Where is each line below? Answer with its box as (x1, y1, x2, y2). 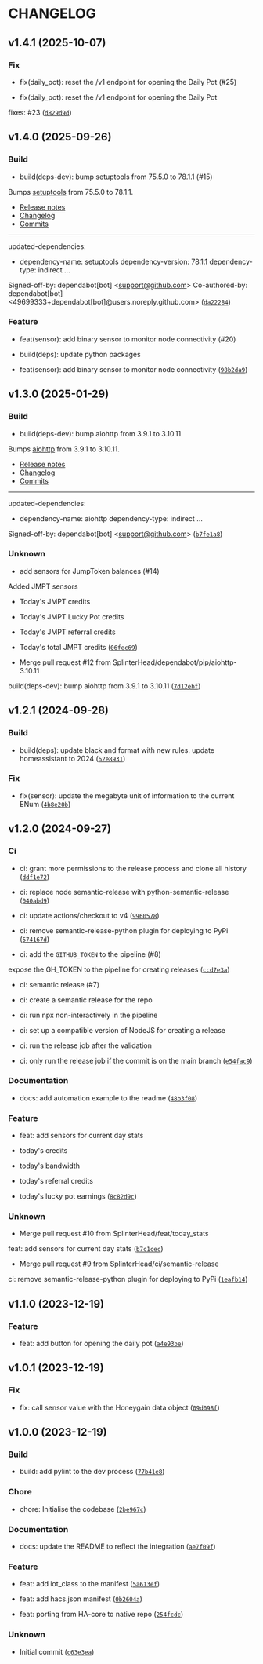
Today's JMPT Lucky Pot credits (19, 611, 124, 621)
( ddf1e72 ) (19, 872, 50, 881)
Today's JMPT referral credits (19, 627, 116, 637)
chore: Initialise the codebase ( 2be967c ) (19, 1504, 146, 1513)
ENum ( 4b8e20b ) (19, 799, 71, 808)
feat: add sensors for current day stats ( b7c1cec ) (8, 1244, 164, 1253)
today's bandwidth (19, 1161, 81, 1170)
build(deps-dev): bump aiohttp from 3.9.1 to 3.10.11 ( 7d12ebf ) (8, 681, 201, 691)
